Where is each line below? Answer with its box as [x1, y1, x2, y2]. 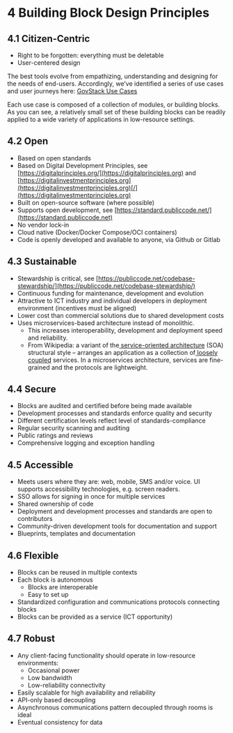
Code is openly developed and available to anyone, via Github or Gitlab [17, 235, 220, 243]
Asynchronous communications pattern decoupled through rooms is [17, 703, 214, 711]
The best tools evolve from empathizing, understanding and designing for [7, 72, 218, 80]
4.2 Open [7, 135, 49, 147]
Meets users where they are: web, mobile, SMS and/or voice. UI [17, 478, 200, 486]
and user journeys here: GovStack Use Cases [7, 87, 138, 95]
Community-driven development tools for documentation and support [17, 522, 217, 531]
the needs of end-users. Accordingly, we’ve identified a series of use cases [7, 80, 224, 88]
